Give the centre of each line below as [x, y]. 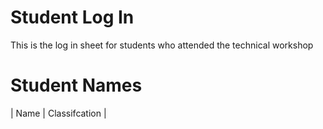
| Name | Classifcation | [58, 113]
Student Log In [72, 17]
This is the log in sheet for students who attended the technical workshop [162, 45]
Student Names [76, 85]
